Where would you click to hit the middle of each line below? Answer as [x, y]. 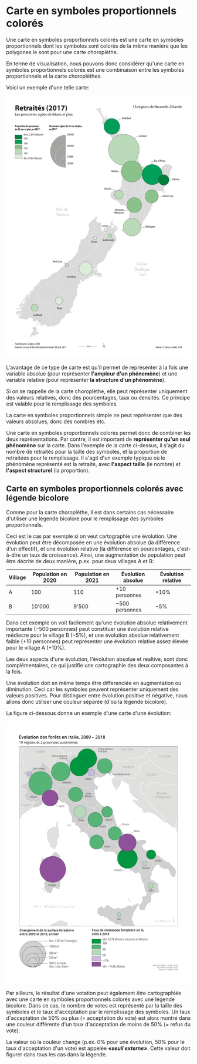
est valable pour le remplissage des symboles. [62, 404]
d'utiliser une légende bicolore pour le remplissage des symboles [85, 518]
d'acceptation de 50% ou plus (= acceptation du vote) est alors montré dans [98, 1018]
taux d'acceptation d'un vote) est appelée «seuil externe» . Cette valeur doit [98, 1048]
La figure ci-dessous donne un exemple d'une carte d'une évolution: [89, 713]
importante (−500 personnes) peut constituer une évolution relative [87, 629]
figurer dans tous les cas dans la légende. [57, 1054]
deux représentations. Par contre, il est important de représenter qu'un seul [98, 439]
